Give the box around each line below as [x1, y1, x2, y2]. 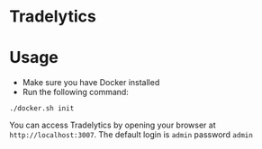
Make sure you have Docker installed [22, 77, 160, 88]
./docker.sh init [9, 104, 75, 113]
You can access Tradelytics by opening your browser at [9, 119, 216, 131]
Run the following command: [22, 87, 129, 98]
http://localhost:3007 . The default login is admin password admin [9, 129, 254, 140]
